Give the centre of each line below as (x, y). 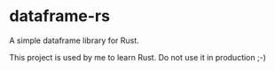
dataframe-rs (60, 16)
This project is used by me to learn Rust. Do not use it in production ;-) (137, 57)
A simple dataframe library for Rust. (74, 40)
